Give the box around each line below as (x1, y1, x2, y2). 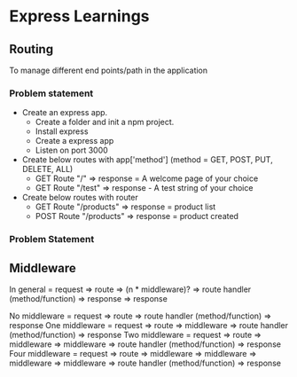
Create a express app (35, 136, 114, 146)
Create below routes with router (21, 192, 139, 203)
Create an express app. (21, 107, 108, 118)
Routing (9, 42, 54, 57)
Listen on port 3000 (35, 145, 108, 156)
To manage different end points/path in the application (9, 65, 208, 75)
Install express (35, 126, 89, 137)
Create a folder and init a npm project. (35, 117, 175, 128)
